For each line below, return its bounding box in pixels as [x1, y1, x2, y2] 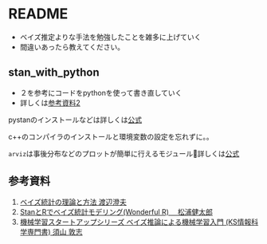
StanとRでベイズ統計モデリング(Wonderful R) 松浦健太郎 [19, 207, 214, 216]
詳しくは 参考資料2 [19, 97, 81, 108]
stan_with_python [8, 65, 100, 80]
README [8, 5, 69, 23]
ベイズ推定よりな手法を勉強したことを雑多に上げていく [19, 32, 202, 41]
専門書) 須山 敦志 [26, 226, 83, 236]
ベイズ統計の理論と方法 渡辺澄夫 [19, 197, 128, 207]
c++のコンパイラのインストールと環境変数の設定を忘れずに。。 [8, 132, 214, 141]
